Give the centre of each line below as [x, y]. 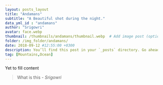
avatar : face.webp [24, 32]
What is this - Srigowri [39, 77]
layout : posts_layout [27, 9]
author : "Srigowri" [25, 28]
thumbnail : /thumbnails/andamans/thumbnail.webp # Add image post [75, 37]
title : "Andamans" [24, 14]
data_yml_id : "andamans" [31, 23]
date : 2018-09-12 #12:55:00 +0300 [40, 45]
